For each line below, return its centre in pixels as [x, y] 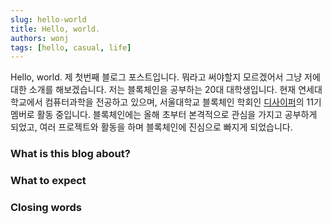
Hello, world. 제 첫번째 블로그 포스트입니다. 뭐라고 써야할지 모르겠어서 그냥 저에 [165, 77]
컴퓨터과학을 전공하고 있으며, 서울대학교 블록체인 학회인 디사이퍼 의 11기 [183, 102]
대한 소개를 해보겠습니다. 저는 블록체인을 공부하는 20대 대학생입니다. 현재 [153, 90]
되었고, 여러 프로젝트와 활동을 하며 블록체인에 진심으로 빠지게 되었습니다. [151, 127]
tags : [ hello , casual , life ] [71, 47]
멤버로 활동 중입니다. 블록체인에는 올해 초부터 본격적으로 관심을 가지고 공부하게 [164, 115]
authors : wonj [40, 38]
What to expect [48, 181]
